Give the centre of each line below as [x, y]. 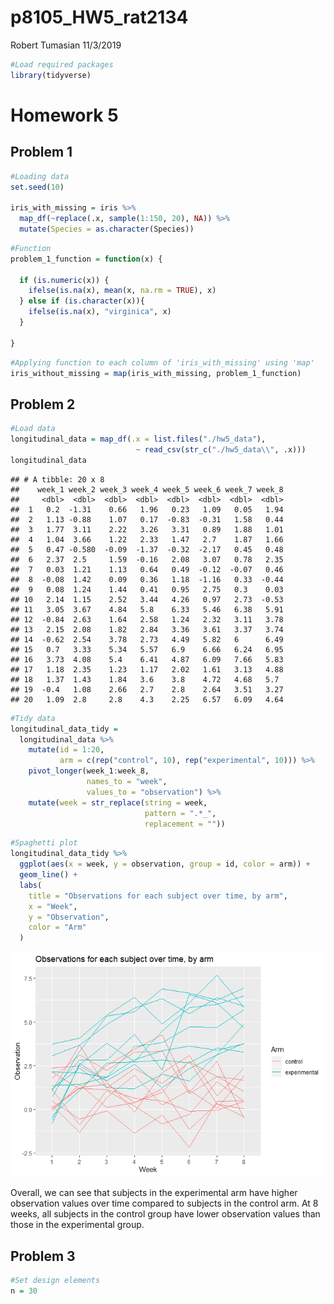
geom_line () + [48, 875]
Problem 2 [43, 404]
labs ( [31, 885]
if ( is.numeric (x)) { [64, 280]
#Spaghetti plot [44, 843]
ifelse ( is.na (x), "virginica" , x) [100, 312]
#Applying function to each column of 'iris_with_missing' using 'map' [162, 362]
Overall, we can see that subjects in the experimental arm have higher [154, 1193]
